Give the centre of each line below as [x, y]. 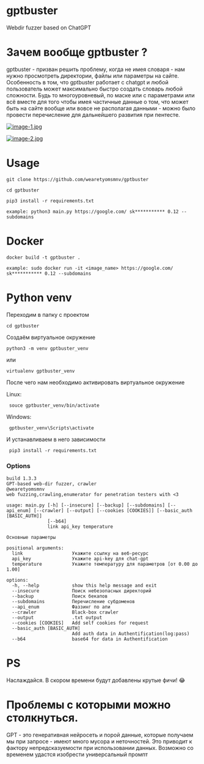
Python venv [39, 298]
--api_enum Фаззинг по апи [61, 607]
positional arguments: [35, 548]
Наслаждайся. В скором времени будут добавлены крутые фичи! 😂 [96, 680]
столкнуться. [42, 718]
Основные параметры [31, 537]
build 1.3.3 [21, 478]
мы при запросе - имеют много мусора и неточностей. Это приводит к [99, 741]
